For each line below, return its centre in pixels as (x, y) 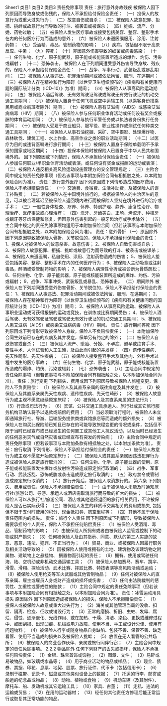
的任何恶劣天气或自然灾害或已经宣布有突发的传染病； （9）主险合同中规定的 (83, 437)
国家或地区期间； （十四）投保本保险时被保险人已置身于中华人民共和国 (86, 150)
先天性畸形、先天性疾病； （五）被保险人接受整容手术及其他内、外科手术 (80, 356)
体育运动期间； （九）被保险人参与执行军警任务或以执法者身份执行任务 (86, 119)
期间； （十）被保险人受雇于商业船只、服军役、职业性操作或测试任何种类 (80, 126)
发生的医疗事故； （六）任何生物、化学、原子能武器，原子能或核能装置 (86, 362)
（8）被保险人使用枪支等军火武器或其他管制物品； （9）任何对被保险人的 (80, 574)
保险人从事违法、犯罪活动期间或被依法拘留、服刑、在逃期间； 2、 (93, 294)
